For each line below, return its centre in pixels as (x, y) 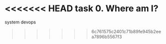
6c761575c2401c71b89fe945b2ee (126, 31)
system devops (20, 22)
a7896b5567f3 (107, 37)
